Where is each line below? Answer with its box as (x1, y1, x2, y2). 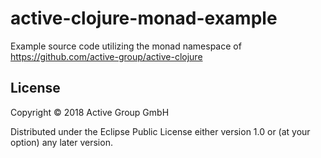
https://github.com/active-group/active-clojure (10, 50, 203, 62)
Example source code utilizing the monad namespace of (10, 40, 242, 52)
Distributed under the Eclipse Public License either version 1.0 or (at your (10, 125, 311, 137)
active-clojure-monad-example (10, 7, 278, 30)
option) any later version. (10, 136, 113, 148)
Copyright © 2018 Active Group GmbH (10, 106, 170, 118)
